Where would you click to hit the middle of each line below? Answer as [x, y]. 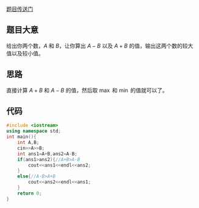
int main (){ [21, 137]
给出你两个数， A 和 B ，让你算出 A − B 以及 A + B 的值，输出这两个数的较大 [100, 46]
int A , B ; [28, 143]
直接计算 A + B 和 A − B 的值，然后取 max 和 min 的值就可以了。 [87, 90]
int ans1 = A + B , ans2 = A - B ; [47, 154]
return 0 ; [30, 193]
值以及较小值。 [25, 53]
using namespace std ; [34, 131]
